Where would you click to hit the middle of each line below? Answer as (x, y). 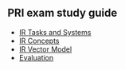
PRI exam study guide (62, 13)
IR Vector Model (45, 49)
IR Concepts (39, 41)
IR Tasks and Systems (55, 32)
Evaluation (36, 57)
